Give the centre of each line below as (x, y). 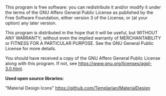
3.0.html (14, 69)
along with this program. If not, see (41, 63)
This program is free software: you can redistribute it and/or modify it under (83, 7)
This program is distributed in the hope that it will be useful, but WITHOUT (81, 33)
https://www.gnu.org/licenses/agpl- (115, 63)
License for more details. (31, 48)
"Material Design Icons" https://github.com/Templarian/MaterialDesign (78, 88)
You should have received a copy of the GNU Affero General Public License (83, 58)
